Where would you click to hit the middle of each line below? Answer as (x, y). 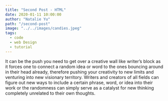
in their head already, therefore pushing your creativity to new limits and (79, 72)
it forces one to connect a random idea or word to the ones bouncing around (84, 66)
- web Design (23, 42)
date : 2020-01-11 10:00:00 (33, 14)
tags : (11, 33)
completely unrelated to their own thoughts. (50, 93)
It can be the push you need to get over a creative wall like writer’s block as (83, 61)
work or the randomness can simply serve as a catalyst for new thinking (80, 87)
